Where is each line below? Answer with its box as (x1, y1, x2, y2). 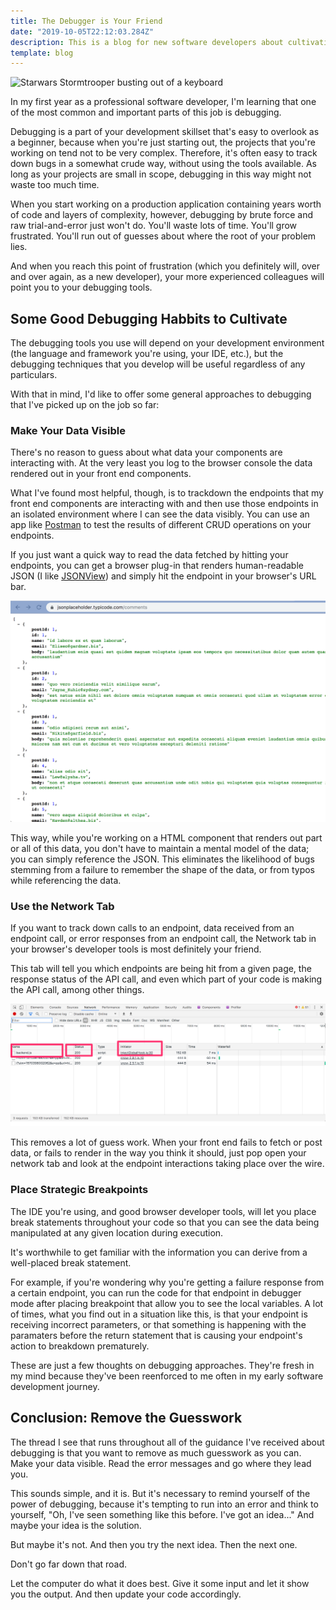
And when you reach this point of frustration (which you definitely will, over (10, 260, 321, 272)
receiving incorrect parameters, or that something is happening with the (10, 1318, 307, 1330)
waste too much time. (10, 179, 100, 191)
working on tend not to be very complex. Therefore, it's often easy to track (10, 147, 318, 159)
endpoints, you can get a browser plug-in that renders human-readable (10, 560, 304, 572)
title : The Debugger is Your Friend (10, 16, 163, 26)
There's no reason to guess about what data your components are (10, 446, 283, 459)
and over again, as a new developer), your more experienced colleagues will (10, 271, 325, 283)
